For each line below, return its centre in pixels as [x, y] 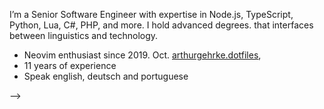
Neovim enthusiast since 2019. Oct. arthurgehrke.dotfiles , [142, 55]
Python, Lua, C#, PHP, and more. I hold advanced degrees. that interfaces [161, 25]
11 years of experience [70, 65]
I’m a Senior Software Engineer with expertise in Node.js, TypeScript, [151, 14]
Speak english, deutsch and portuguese [106, 76]
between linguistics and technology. [84, 35]
